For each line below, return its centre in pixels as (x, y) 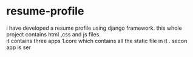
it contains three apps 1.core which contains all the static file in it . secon (97, 41)
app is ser (19, 47)
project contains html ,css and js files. (54, 34)
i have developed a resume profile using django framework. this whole (94, 28)
